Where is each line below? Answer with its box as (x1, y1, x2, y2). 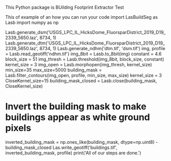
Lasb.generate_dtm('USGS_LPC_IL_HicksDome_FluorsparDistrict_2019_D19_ (5, 40, 165, 46)
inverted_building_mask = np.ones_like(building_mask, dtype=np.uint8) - (5, 139, 158, 145)
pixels (5, 123, 32, 134)
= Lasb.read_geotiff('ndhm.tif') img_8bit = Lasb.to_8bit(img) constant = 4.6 (5, 51, 162, 57)
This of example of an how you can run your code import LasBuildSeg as (5, 14, 158, 20)
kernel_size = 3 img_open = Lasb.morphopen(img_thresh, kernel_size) (5, 62, 152, 67)
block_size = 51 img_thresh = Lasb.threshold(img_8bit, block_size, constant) (5, 56, 164, 62)
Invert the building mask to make (5, 101, 147, 112)
